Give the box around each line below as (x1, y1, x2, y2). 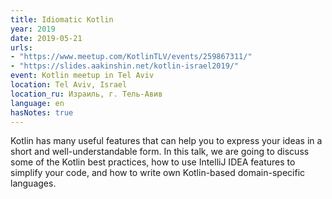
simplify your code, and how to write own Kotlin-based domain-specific (10, 167, 306, 179)
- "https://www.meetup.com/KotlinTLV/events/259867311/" (10, 52, 253, 62)
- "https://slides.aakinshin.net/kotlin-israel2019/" (10, 61, 240, 71)
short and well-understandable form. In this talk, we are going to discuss (10, 146, 310, 158)
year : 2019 (10, 24, 56, 34)
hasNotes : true (10, 107, 74, 118)
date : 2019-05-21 (10, 33, 83, 43)
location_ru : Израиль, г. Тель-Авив (10, 89, 163, 99)
